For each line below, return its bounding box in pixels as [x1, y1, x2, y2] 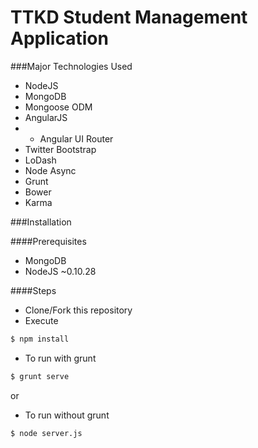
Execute [24, 314, 59, 326]
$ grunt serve [10, 371, 70, 381]
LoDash [24, 154, 57, 166]
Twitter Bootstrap [24, 143, 97, 155]
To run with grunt [24, 352, 97, 364]
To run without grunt [24, 409, 110, 421]
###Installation [10, 216, 72, 228]
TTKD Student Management [10, 6, 248, 29]
